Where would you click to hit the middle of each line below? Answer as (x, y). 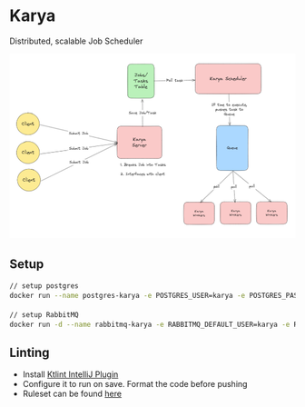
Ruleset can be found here (72, 394)
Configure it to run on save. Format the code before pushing (135, 384)
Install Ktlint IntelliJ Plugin (70, 374)
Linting (30, 352)
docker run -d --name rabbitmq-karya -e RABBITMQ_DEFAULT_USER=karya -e (150, 324)
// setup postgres (44, 286)
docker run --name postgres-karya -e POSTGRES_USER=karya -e (128, 296)
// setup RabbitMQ (44, 314)
